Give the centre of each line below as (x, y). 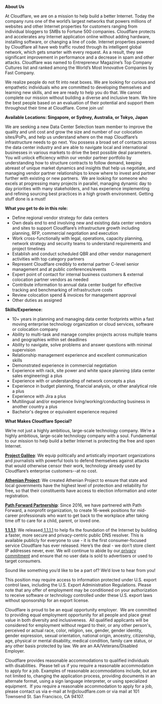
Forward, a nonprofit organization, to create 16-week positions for (71, 510)
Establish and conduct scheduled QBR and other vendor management (81, 254)
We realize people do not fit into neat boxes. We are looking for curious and (80, 82)
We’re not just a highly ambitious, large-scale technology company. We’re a (80, 431)
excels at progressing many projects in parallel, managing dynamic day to (78, 183)
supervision (24, 350)
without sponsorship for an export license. (47, 600)
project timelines (29, 249)
